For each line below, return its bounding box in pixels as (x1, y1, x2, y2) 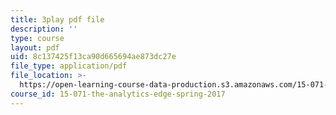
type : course (10, 33, 65, 43)
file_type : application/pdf (10, 61, 128, 71)
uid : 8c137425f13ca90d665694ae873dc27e (10, 52, 177, 62)
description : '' (10, 24, 78, 34)
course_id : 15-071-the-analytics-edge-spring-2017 (10, 89, 226, 99)
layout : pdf (10, 42, 60, 53)
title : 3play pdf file (10, 14, 105, 25)
